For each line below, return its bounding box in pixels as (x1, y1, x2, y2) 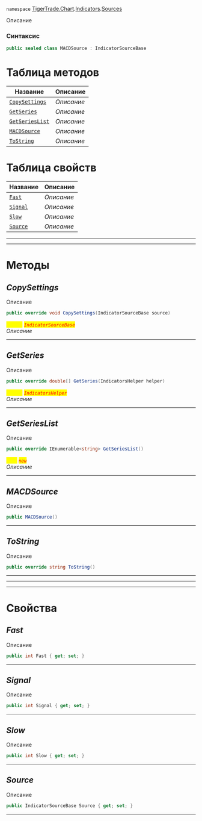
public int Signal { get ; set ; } (6, 703, 90, 709)
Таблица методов (6, 66, 99, 80)
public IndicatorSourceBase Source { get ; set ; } (6, 802, 133, 809)
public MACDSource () (6, 514, 58, 520)
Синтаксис (6, 31, 40, 40)
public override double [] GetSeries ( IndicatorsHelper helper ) (6, 378, 165, 384)
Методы (6, 258, 50, 272)
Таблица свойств (6, 161, 97, 175)
